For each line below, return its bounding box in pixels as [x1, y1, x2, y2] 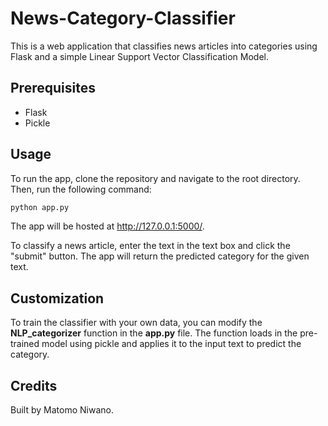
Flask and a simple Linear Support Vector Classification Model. [10, 50, 269, 62]
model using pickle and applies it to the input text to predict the [41, 338, 302, 350]
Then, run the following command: [10, 183, 152, 195]
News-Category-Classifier [10, 7, 236, 30]
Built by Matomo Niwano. [10, 404, 114, 416]
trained [10, 338, 40, 350]
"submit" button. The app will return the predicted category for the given [10, 250, 310, 262]
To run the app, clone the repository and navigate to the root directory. [10, 172, 301, 184]
